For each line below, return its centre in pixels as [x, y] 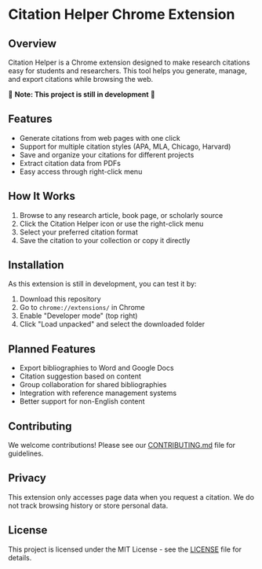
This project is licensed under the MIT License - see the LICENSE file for [125, 549]
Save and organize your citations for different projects [107, 154]
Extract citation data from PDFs [70, 163]
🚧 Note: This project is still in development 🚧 [82, 94]
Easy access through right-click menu [81, 172]
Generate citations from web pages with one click [100, 138]
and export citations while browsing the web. [81, 79]
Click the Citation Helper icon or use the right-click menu [111, 224]
